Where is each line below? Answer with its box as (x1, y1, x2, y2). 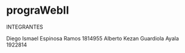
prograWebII (6, 4, 69, 17)
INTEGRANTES (6, 23, 43, 30)
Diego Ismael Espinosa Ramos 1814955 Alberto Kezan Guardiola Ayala (6, 35, 179, 42)
